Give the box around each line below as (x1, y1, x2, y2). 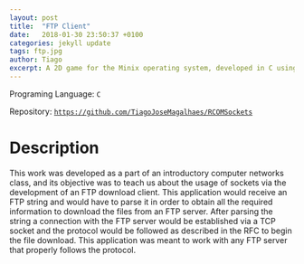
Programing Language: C (9, 88, 101, 99)
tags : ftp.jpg (9, 47, 63, 56)
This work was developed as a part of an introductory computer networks (9, 167, 285, 178)
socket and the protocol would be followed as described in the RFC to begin (9, 225, 292, 236)
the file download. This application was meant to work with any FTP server (9, 234, 288, 245)
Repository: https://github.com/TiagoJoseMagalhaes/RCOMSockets (9, 106, 253, 117)
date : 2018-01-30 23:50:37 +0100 (9, 30, 144, 39)
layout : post (9, 13, 59, 23)
